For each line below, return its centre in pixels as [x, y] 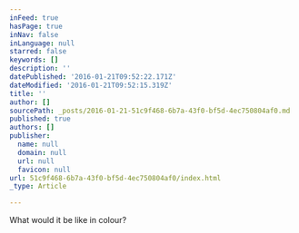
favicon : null [44, 170]
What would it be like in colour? [68, 220]
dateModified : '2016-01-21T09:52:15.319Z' [91, 85]
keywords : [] [34, 60]
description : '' [40, 69]
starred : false [38, 52]
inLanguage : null [42, 43]
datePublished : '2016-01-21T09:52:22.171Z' [93, 77]
